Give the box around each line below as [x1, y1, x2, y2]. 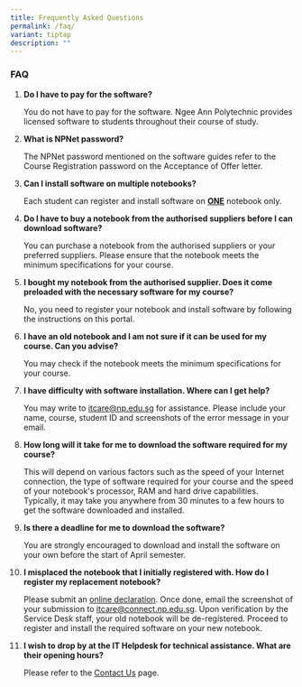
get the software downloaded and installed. [23, 505, 185, 515]
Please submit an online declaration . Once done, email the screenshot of [23, 593, 294, 605]
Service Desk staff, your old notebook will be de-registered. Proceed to [23, 613, 288, 624]
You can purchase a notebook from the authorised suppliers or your [23, 240, 276, 251]
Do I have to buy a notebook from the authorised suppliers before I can [23, 213, 293, 224]
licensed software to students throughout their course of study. [23, 116, 259, 126]
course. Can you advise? [23, 340, 119, 351]
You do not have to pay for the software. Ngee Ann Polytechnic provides [23, 106, 293, 117]
